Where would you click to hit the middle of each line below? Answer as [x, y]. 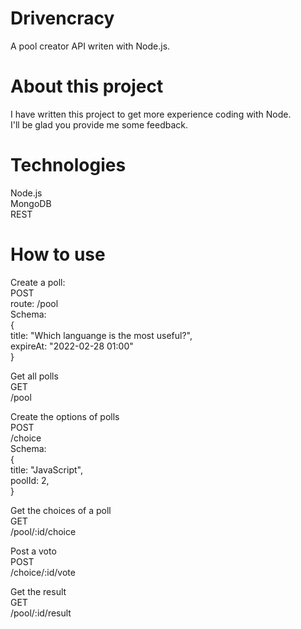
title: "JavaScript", [46, 469]
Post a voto [33, 551]
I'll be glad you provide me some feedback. [99, 124]
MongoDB [31, 203]
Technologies [68, 165]
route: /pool [34, 303]
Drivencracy [62, 18]
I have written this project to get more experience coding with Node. [151, 114]
